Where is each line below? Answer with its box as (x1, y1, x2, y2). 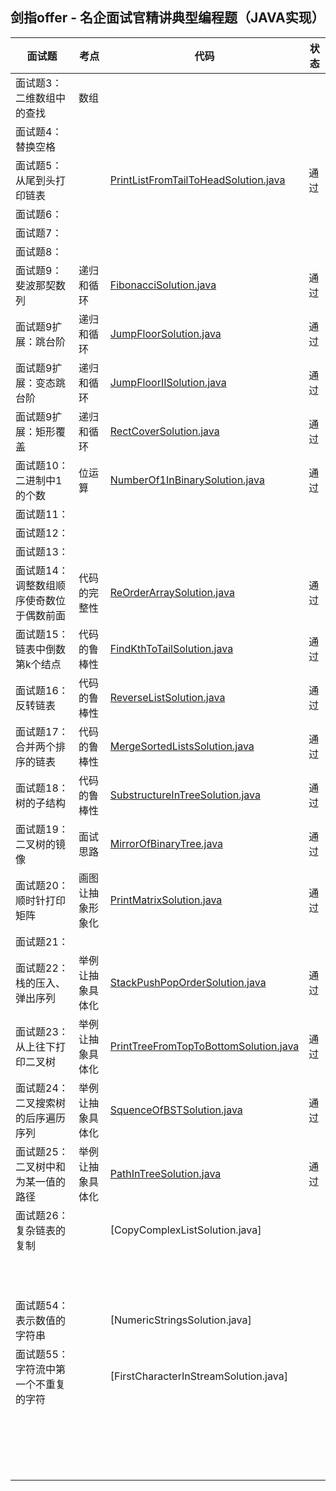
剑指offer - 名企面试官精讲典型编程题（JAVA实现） (10, 9, 325, 27)
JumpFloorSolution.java (109, 326, 222, 340)
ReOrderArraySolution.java (109, 585, 235, 599)
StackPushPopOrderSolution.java (109, 975, 267, 989)
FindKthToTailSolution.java (109, 641, 234, 655)
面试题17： (15, 724, 69, 738)
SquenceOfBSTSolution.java (109, 1103, 243, 1117)
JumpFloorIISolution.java (109, 375, 227, 389)
